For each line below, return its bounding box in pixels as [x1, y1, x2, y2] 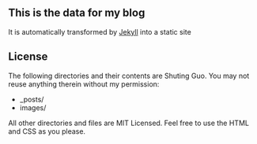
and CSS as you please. [8, 126, 85, 136]
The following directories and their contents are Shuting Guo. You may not [8, 71, 250, 80]
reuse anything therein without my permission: [8, 79, 160, 89]
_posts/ [19, 94, 44, 104]
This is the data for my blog [8, 6, 146, 20]
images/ [19, 102, 47, 113]
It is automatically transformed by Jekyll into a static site [8, 27, 191, 36]
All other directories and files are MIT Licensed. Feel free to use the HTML [8, 118, 249, 127]
